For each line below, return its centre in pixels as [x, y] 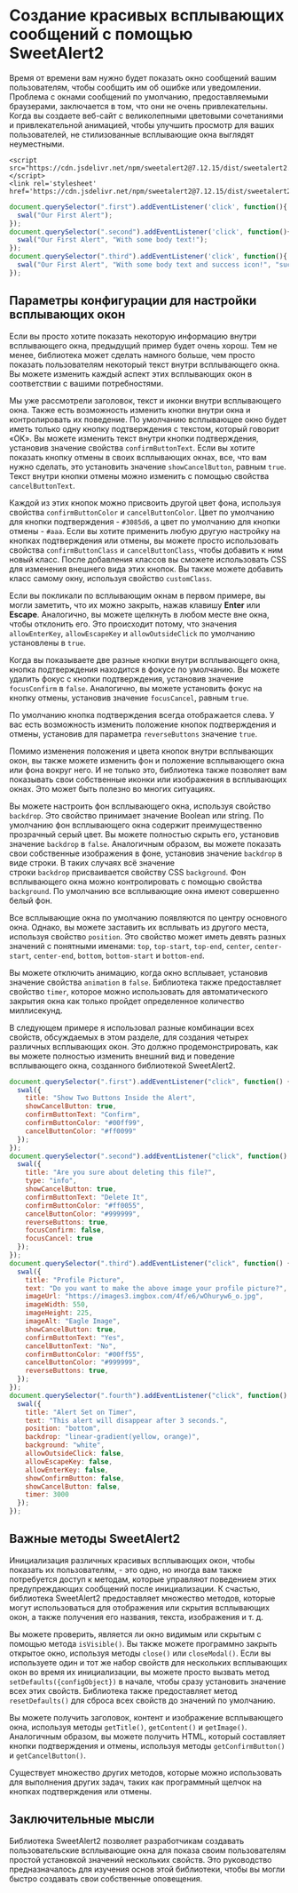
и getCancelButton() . [47, 1755]
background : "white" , [65, 1445]
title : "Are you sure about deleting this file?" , [121, 1173]
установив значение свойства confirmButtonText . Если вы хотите [132, 447]
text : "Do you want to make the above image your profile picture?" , [157, 1288]
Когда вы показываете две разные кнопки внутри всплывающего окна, [145, 659]
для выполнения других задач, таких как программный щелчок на [136, 1782]
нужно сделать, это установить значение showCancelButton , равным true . [148, 467]
